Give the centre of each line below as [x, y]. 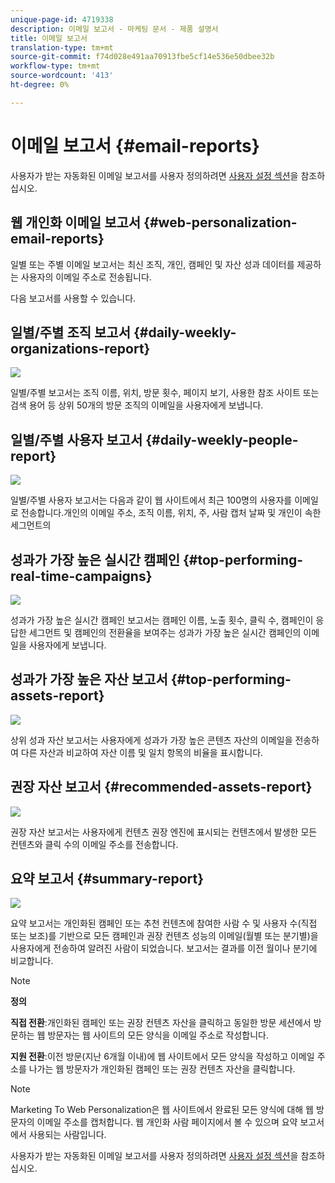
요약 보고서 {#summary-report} [107, 878]
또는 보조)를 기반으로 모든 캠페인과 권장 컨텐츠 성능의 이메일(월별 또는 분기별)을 [164, 936]
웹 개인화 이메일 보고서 [76, 222]
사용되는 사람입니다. [67, 1135]
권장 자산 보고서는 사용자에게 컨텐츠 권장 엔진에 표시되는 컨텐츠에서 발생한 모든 [164, 832]
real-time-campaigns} [81, 576]
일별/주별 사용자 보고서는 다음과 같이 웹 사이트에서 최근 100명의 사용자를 [151, 500]
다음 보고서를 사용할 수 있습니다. [73, 298]
